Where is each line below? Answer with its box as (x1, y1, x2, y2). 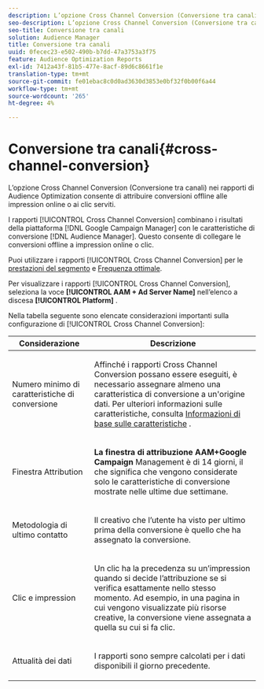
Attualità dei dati (12, 655, 72, 666)
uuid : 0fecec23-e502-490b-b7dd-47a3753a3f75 (8, 48, 156, 56)
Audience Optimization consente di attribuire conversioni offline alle (8, 191, 228, 201)
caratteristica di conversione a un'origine (93, 389, 245, 400)
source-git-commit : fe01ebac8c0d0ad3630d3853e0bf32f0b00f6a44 (8, 77, 216, 85)
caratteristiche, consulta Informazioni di (93, 409, 241, 420)
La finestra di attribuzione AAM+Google (93, 446, 247, 457)
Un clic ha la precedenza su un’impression (93, 563, 251, 574)
